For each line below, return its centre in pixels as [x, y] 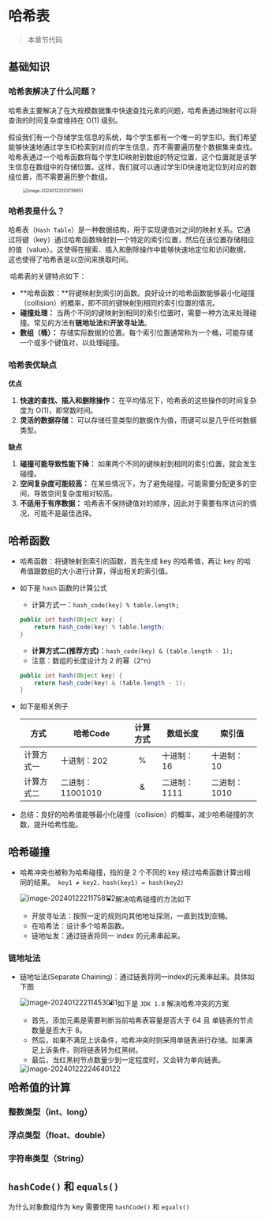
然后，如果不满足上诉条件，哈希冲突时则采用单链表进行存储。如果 [138, 1040]
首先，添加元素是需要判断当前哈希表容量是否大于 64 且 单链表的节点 [142, 1020]
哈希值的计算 [39, 1087]
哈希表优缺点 [33, 365]
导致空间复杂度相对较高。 [75, 494]
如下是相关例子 [44, 706]
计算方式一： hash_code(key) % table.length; [105, 605]
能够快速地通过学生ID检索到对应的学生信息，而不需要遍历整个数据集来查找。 [132, 146]
